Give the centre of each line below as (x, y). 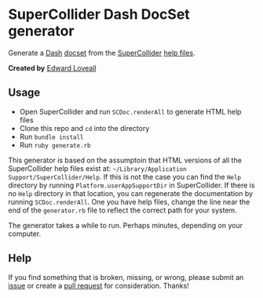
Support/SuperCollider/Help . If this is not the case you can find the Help (125, 176)
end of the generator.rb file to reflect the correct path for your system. (122, 210)
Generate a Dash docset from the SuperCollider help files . (102, 53)
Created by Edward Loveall (52, 67)
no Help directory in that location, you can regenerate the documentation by (131, 193)
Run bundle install (51, 136)
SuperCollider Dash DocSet (99, 15)
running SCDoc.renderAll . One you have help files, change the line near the (129, 202)
